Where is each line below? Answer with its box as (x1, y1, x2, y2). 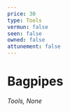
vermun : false (7, 23, 49, 30)
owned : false (7, 37, 45, 44)
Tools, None (7, 97, 42, 105)
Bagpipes (7, 73, 64, 89)
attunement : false (7, 43, 61, 50)
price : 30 (7, 10, 36, 18)
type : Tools (7, 17, 42, 24)
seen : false (7, 30, 42, 37)
